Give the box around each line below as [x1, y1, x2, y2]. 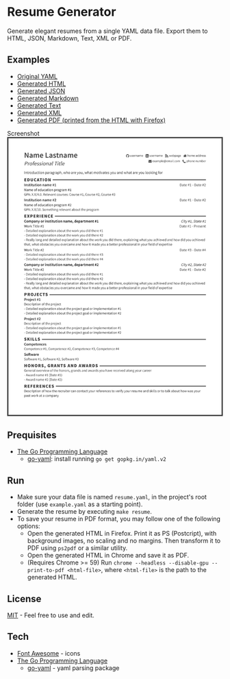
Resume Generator [7, 4, 116, 20]
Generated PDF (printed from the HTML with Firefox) [16, 116, 166, 124]
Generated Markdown [16, 94, 79, 102]
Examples [7, 54, 50, 66]
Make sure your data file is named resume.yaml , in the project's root [16, 493, 207, 501]
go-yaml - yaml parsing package [27, 663, 120, 672]
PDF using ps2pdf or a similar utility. [27, 544, 128, 552]
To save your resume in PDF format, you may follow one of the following [16, 515, 221, 523]
